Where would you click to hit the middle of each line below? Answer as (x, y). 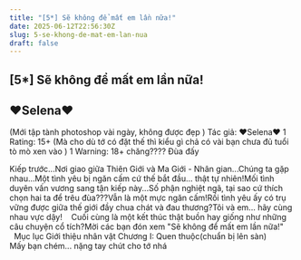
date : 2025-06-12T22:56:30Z (63, 26)
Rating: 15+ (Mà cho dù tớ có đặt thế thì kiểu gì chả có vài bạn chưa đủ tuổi (149, 142)
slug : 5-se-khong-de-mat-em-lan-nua (78, 34)
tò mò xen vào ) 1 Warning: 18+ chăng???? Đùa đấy (104, 151)
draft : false (34, 43)
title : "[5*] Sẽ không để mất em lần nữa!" (93, 18)
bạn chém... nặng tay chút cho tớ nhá (97, 246)
